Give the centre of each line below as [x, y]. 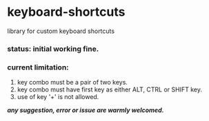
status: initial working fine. [53, 49]
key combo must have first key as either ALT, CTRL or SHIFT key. [109, 89]
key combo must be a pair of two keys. [72, 82]
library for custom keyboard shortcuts [61, 31]
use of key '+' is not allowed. [58, 97]
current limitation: [38, 67]
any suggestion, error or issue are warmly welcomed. [86, 110]
